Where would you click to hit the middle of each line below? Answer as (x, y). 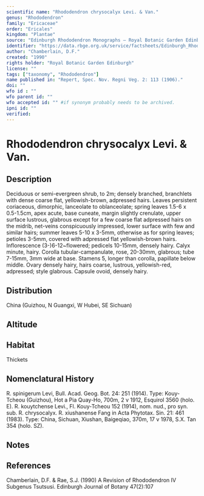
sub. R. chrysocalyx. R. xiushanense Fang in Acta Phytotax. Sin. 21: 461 (95, 413)
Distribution (29, 291)
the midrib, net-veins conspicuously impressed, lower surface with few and (100, 226)
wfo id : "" (21, 91)
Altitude (22, 324)
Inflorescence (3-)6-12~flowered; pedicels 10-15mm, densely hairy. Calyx (98, 246)
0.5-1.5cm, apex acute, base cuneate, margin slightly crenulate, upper (93, 213)
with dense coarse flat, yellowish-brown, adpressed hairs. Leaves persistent (102, 200)
